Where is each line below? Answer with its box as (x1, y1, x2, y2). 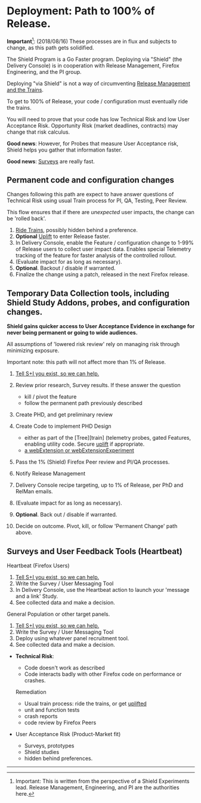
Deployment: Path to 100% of (7, 4, 155, 18)
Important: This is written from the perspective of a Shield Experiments (15, 777, 190, 785)
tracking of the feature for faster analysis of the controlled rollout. (15, 252, 177, 259)
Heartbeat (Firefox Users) (7, 562, 70, 569)
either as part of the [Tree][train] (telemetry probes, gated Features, (24, 434, 191, 441)
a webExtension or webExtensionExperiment (24, 447, 134, 454)
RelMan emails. (15, 488, 53, 495)
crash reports (24, 713, 58, 720)
